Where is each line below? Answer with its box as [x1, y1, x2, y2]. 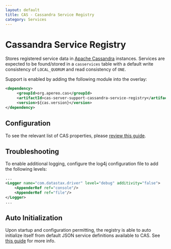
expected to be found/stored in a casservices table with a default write [5, 61, 154, 67]
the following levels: [5, 166, 47, 172]
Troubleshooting [5, 147, 60, 155]
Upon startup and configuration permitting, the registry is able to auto [5, 227, 151, 233]
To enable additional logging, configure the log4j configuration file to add [5, 161, 159, 167]
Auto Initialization [5, 213, 63, 222]
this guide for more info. [5, 238, 56, 244]
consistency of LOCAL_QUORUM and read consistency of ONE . [5, 67, 126, 73]
